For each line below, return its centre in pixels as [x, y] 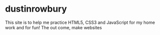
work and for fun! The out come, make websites [53, 27]
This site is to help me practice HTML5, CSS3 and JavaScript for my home [80, 22]
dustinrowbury [36, 9]
